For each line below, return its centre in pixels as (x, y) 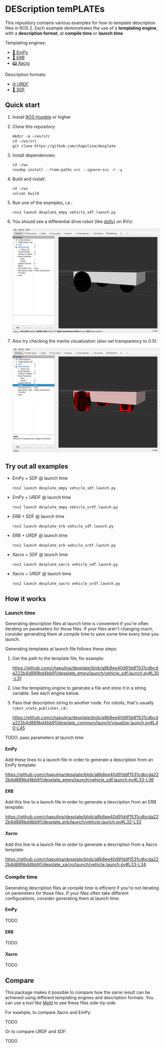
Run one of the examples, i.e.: (42, 203)
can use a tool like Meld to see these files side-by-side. (61, 1003)
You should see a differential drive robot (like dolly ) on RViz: (73, 221)
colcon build (26, 193)
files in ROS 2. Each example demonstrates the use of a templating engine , (82, 28)
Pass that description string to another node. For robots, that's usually (83, 702)
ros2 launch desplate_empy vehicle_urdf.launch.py (65, 507)
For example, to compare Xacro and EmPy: (48, 1013)
